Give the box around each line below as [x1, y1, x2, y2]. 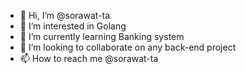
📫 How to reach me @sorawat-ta [19, 53, 159, 64]
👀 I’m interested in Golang [19, 20, 127, 32]
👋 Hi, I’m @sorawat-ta [19, 10, 111, 21]
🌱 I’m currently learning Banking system [19, 31, 185, 42]
